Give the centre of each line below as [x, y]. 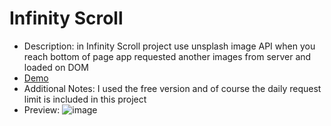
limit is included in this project [85, 99]
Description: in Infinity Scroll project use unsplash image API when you [169, 46]
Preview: [42, 109]
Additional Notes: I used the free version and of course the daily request [172, 88]
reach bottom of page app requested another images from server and [167, 56]
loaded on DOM [56, 67]
